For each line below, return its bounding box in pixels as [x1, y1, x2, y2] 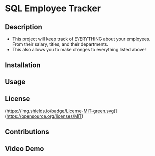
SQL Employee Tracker [5, 3, 101, 14]
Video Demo [5, 145, 44, 153]
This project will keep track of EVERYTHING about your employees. [12, 36, 151, 42]
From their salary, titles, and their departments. [12, 41, 108, 47]
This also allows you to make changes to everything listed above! [12, 47, 146, 52]
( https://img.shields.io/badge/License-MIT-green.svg [5, 108, 114, 114]
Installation [5, 61, 41, 70]
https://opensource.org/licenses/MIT [6, 113, 82, 119]
